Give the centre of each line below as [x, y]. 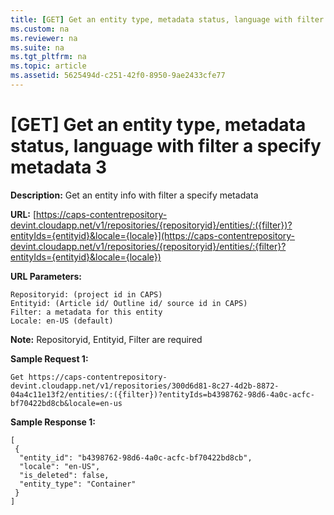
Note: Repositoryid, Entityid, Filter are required [106, 339]
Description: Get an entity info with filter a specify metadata [134, 195]
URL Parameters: [46, 276]
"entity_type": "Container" [78, 484]
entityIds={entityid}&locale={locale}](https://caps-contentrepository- [153, 235]
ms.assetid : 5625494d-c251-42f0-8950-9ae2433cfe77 [118, 76]
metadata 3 [59, 167]
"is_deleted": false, [64, 475]
